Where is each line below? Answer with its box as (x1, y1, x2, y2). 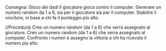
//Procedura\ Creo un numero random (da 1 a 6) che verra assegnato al (5, 24, 151, 30)
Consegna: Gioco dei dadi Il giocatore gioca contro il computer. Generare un (5, 4, 162, 10)
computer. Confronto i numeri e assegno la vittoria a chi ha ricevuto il (5, 35, 147, 41)
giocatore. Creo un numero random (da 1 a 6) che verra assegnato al (5, 30, 146, 35)
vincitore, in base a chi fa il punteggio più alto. (5, 15, 99, 20)
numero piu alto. (5, 40, 39, 46)
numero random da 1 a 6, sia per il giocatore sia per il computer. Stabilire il (5, 9, 157, 15)
